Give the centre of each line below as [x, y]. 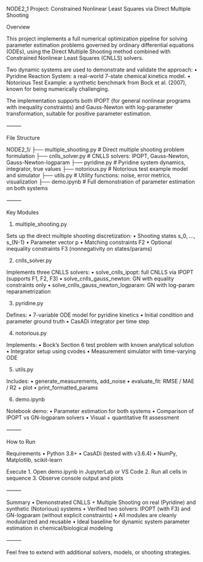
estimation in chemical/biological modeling [60, 528]
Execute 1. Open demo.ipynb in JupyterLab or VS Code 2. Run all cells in [97, 471]
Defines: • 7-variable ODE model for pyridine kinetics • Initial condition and [100, 315]
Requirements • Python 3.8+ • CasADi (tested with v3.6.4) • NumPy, [92, 453]
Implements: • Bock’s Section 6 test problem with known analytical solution [100, 345]
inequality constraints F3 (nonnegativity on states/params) [79, 249]
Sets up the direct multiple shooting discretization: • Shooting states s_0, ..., [101, 236]
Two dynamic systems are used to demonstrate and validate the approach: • [102, 70]
